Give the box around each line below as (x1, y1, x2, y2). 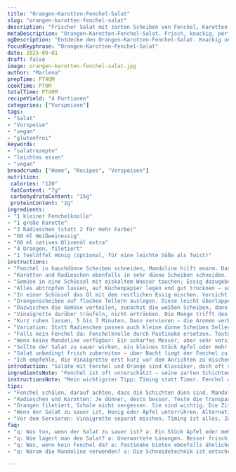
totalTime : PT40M (7, 88, 58, 96)
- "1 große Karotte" (7, 219, 68, 226)
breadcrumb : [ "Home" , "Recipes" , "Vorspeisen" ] (7, 166, 150, 174)
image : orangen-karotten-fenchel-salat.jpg (7, 63, 137, 70)
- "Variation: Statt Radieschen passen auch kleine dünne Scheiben (7, 324, 209, 331)
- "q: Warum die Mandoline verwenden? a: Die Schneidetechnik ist (7, 447, 206, 455)
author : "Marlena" (7, 69, 61, 76)
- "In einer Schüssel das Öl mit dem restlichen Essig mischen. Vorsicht (7, 291, 228, 299)
